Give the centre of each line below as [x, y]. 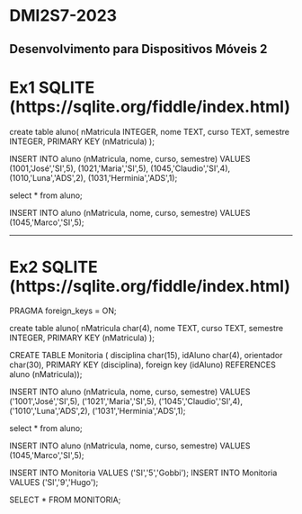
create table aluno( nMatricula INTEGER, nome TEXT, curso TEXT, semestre [150, 131]
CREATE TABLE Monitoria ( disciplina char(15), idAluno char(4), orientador [146, 356]
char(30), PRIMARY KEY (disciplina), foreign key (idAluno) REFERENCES [142, 365]
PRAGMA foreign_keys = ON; [63, 311]
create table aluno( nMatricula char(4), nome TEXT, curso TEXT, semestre [147, 329]
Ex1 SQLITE [52, 87]
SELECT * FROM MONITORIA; [65, 500]
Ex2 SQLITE [53, 267]
